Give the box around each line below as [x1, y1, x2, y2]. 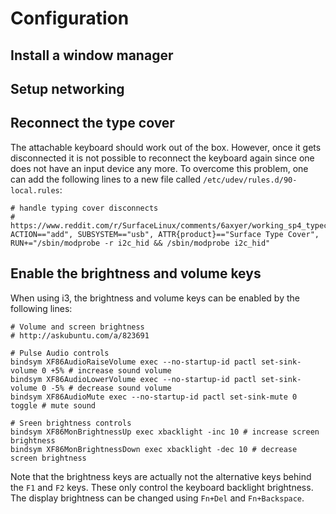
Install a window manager [10, 47, 174, 64]
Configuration [10, 7, 130, 30]
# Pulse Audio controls [10, 348, 110, 358]
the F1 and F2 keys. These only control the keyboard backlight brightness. [10, 481, 314, 493]
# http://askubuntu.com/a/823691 [10, 330, 150, 341]
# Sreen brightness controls [10, 418, 132, 428]
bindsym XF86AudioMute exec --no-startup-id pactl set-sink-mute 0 [10, 392, 298, 402]
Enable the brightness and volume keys [10, 265, 262, 282]
